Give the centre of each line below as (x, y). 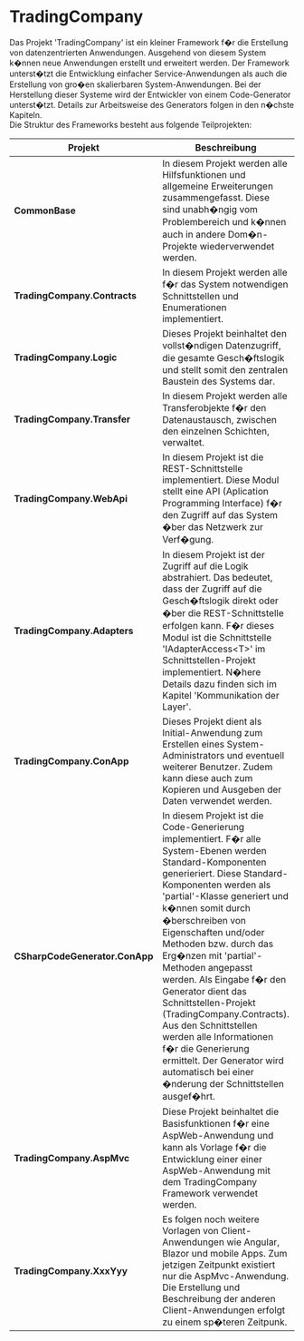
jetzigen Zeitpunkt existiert (219, 1265)
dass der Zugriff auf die (212, 589)
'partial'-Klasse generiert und (226, 896)
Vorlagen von (190, 1230)
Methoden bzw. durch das (218, 944)
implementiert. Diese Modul (221, 480)
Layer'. (177, 707)
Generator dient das (204, 991)
